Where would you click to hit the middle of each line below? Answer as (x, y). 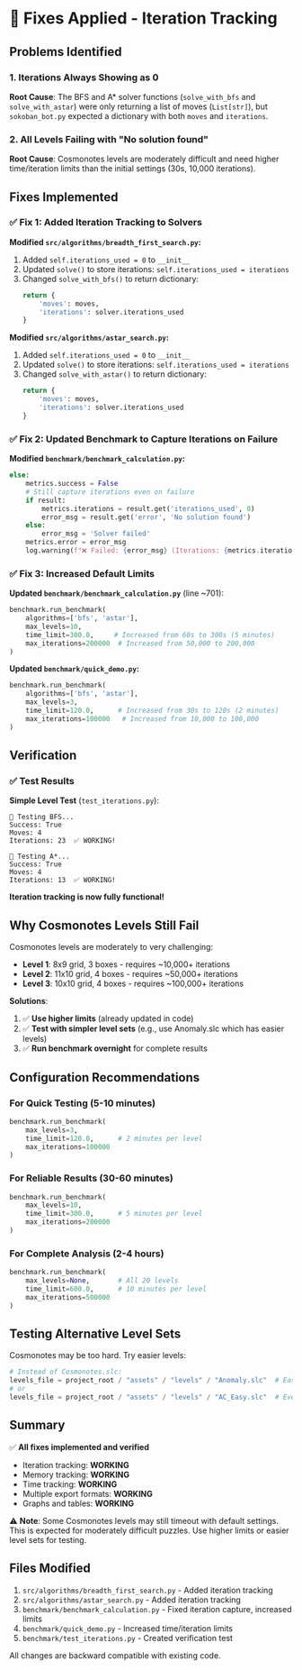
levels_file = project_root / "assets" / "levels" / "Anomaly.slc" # (144, 1381)
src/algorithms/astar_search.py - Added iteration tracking (131, 1600)
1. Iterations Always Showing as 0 (84, 78)
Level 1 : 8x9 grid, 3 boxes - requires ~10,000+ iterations (126, 964)
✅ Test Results (42, 781)
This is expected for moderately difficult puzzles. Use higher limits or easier (149, 1530)
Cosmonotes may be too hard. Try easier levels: (98, 1355)
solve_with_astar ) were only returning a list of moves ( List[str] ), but (138, 106)
